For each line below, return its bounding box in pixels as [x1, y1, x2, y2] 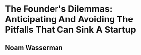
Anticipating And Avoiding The [5, 14, 134, 25]
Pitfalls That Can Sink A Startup [5, 24, 136, 35]
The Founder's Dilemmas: [5, 3, 113, 15]
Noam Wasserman [5, 43, 63, 52]
